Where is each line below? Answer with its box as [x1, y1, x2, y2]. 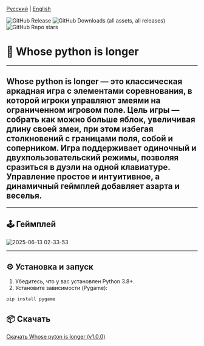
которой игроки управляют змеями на [6, 96, 161, 106]
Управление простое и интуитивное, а [6, 172, 160, 182]
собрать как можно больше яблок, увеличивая [6, 115, 195, 125]
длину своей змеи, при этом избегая [6, 124, 154, 135]
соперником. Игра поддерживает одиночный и [6, 143, 197, 154]
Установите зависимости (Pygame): [15, 284, 108, 292]
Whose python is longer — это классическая [6, 76, 183, 87]
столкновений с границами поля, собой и [6, 133, 173, 144]
